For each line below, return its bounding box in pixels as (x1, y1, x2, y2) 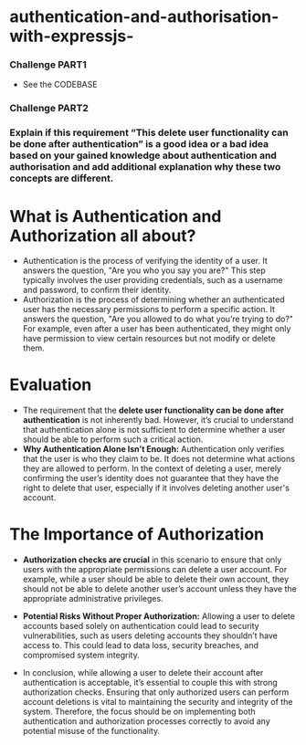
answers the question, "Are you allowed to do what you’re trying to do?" (22, 313, 294, 325)
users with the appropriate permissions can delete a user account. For (22, 564, 288, 575)
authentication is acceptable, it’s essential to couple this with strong (22, 677, 279, 688)
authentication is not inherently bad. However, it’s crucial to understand (22, 414, 294, 425)
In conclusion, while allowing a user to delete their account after (22, 667, 264, 678)
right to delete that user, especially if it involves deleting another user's (22, 482, 290, 494)
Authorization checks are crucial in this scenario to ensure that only (22, 554, 282, 565)
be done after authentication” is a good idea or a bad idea (9, 138, 269, 151)
